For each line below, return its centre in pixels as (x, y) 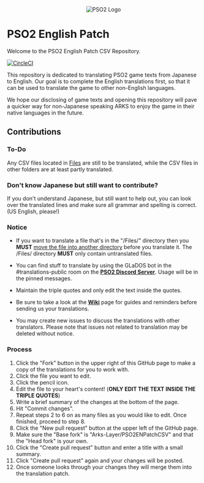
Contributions (34, 132)
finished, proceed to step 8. (51, 421)
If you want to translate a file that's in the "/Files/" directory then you (102, 241)
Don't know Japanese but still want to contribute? (83, 185)
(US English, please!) (33, 211)
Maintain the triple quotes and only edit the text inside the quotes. (99, 290)
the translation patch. (43, 473)
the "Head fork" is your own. (52, 441)
